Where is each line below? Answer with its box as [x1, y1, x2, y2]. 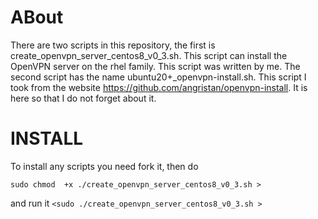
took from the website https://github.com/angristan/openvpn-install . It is [10, 81, 308, 93]
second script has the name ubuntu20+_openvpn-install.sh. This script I [10, 71, 307, 83]
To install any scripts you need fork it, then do [10, 160, 199, 172]
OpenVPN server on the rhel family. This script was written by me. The [10, 60, 301, 72]
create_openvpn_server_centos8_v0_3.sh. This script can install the [10, 49, 288, 61]
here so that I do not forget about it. [10, 92, 157, 104]
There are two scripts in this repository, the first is [10, 39, 216, 51]
